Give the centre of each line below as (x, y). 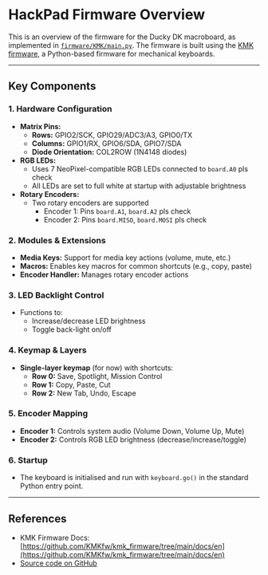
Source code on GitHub (58, 563)
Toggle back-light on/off (71, 329)
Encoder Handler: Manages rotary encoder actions (104, 274)
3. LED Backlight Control (56, 295)
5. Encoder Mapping (48, 414)
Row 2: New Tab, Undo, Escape (84, 393)
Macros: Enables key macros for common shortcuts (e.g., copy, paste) (136, 266)
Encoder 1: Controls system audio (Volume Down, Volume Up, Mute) (132, 431)
